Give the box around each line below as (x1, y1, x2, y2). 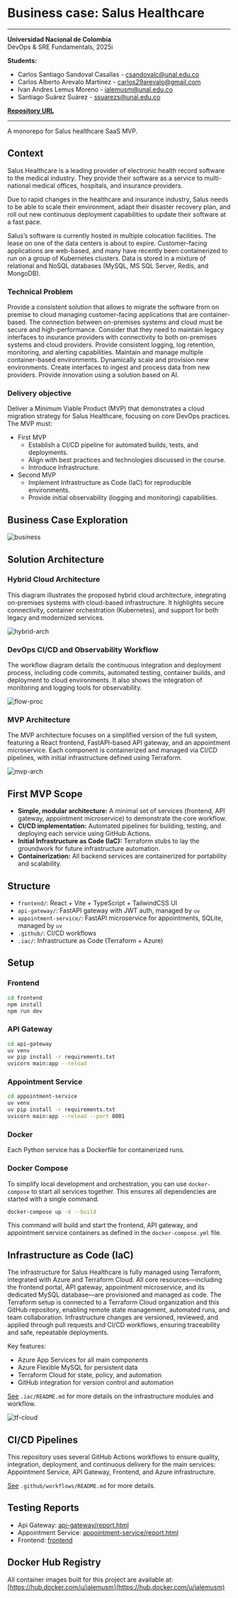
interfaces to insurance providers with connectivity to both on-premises (7, 333, 217, 342)
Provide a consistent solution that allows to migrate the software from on (7, 303, 220, 311)
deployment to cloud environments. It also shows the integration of (7, 676, 203, 685)
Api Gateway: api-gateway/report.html (17, 1521, 130, 1529)
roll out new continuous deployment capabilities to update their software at (7, 210, 227, 218)
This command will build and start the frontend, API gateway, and (7, 1221, 198, 1229)
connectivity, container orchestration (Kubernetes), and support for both (7, 605, 219, 614)
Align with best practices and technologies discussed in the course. (28, 456, 226, 464)
